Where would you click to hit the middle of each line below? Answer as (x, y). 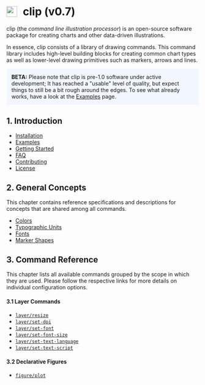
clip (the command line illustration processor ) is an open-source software (99, 28)
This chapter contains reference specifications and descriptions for (91, 202)
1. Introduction (34, 121)
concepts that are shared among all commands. (66, 209)
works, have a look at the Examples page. (64, 97)
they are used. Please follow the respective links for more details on (92, 281)
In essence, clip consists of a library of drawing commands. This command (101, 47)
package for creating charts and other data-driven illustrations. (86, 35)
